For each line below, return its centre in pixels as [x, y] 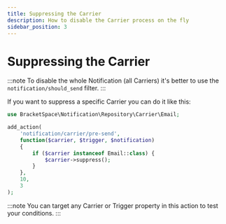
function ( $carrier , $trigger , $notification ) [87, 140]
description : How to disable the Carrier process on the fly [98, 20]
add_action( [24, 127]
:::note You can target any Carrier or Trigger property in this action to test [113, 205]
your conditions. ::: [34, 213]
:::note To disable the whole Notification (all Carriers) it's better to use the [113, 80]
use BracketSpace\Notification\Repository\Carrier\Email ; [93, 115]
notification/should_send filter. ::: [57, 88]
